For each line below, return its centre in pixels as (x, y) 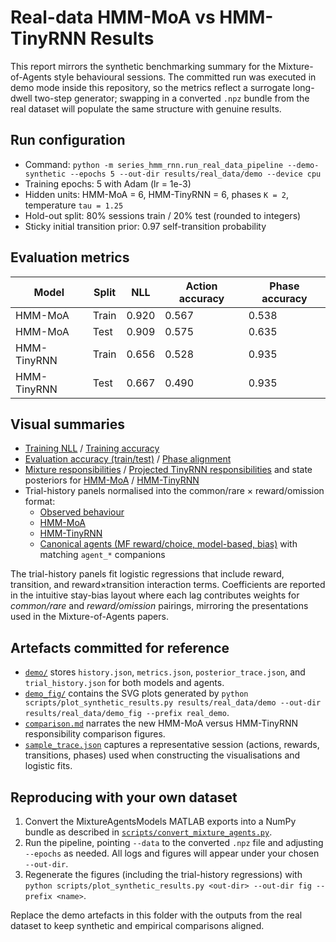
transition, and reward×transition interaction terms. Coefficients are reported (168, 585)
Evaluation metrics (70, 257)
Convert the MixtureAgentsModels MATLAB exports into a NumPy (160, 821)
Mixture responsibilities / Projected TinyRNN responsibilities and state (168, 470)
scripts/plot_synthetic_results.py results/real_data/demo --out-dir (173, 703)
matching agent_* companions (102, 555)
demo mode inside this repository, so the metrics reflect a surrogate (150, 87)
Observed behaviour (82, 512)
